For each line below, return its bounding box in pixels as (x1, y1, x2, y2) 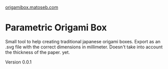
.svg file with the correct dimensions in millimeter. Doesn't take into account (5, 44, 163, 50)
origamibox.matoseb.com (5, 5, 59, 10)
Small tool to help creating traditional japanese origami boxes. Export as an (5, 38, 160, 44)
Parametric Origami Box (5, 22, 107, 33)
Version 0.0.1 (5, 59, 32, 65)
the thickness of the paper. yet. (5, 49, 70, 55)
